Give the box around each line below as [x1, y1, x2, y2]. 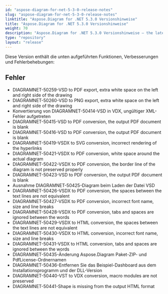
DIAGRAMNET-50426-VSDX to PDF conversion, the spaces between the [12, 187, 162, 193]
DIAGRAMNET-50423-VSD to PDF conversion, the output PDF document [12, 171, 162, 177]
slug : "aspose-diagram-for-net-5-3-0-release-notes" [5, 12, 117, 17]
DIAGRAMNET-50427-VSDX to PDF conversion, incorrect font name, [12, 198, 154, 204]
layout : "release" [5, 40, 43, 45]
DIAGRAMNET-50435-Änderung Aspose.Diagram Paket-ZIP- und [12, 251, 147, 257]
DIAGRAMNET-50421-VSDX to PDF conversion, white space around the [12, 150, 160, 156]
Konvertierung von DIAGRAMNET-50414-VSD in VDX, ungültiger [12, 108, 145, 114]
